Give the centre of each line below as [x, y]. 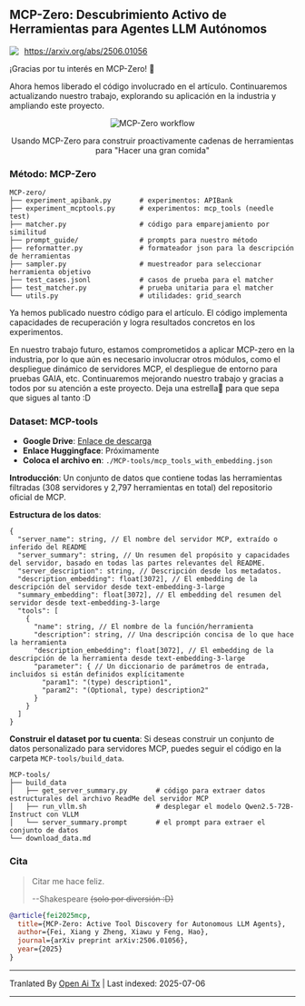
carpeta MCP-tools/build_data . [67, 758]
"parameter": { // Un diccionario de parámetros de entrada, [152, 666]
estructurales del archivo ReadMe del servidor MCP [109, 799]
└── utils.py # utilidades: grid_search [126, 296]
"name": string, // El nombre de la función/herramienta [143, 627]
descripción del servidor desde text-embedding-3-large [117, 587]
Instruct [26, 815]
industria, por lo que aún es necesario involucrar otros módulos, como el [145, 360]
